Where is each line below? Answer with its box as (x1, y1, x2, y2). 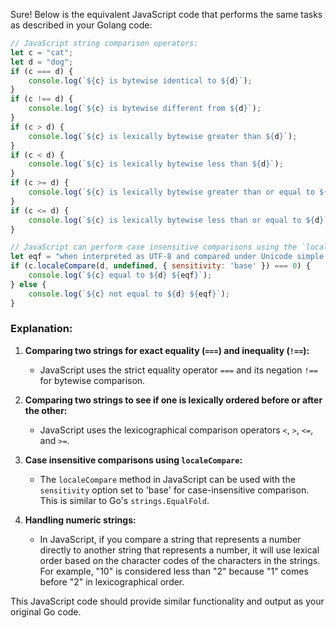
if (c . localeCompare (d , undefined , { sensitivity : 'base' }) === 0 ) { (10, 261, 311, 271)
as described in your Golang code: (10, 19, 153, 31)
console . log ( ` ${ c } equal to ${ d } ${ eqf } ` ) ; (28, 270, 213, 280)
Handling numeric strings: (24, 514, 137, 526)
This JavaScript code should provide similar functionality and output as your (10, 595, 325, 607)
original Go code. (10, 605, 82, 618)
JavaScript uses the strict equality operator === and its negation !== (39, 364, 318, 376)
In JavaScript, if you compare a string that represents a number (39, 533, 302, 545)
